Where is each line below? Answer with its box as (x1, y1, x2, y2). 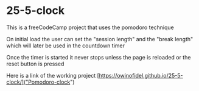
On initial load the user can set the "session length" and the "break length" (6, 35, 194, 42)
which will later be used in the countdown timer (6, 42, 125, 49)
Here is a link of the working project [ (6, 72, 99, 79)
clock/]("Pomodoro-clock (6, 78, 71, 86)
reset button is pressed (6, 60, 65, 67)
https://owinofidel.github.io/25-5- (99, 72, 184, 79)
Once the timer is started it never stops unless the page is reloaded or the (6, 53, 191, 61)
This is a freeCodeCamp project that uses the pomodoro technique (6, 24, 175, 31)
